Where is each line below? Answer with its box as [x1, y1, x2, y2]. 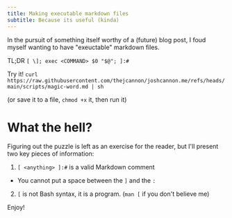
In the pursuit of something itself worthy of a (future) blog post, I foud [7, 35, 206, 44]
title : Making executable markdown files [7, 10, 129, 17]
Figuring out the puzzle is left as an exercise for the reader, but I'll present [7, 143, 219, 151]
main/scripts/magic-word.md [7, 83, 89, 90]
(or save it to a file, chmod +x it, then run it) [7, 95, 127, 104]
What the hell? [7, 119, 92, 135]
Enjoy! [7, 203, 26, 212]
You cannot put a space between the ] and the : [17, 176, 156, 185]
